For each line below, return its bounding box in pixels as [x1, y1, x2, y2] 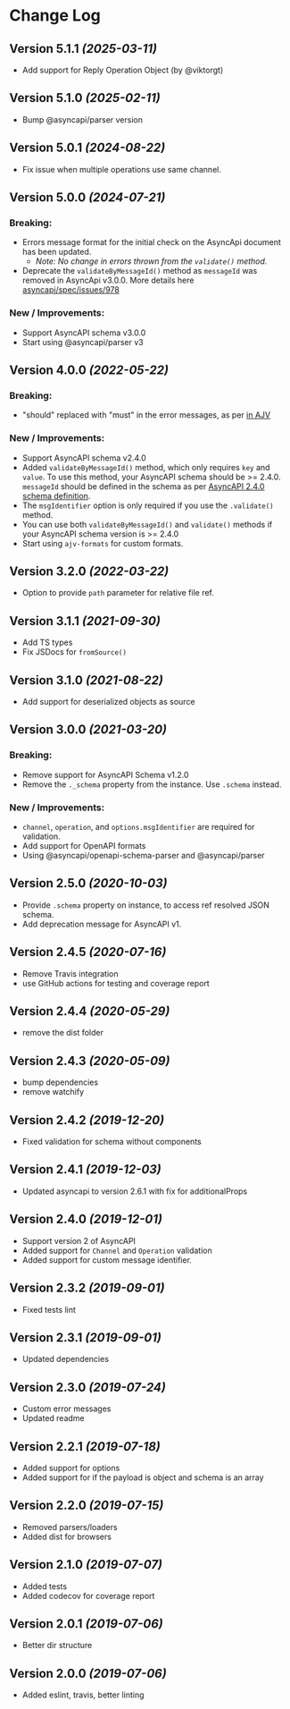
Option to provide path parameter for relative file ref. [21, 588, 214, 598]
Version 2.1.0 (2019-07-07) [9, 1557, 163, 1572]
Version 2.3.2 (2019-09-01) [9, 1281, 165, 1296]
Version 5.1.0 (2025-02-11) [9, 90, 161, 106]
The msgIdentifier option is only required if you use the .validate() [21, 500, 274, 511]
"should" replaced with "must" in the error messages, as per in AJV [21, 410, 270, 420]
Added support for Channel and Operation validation [21, 1245, 212, 1256]
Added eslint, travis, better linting [21, 1689, 145, 1700]
